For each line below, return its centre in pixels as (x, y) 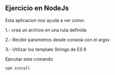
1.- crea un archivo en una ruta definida (46, 30)
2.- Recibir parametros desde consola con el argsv (58, 39)
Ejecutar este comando (29, 59)
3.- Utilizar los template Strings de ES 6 (46, 49)
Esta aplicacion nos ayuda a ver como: (45, 20)
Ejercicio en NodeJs (37, 8)
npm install (18, 68)
